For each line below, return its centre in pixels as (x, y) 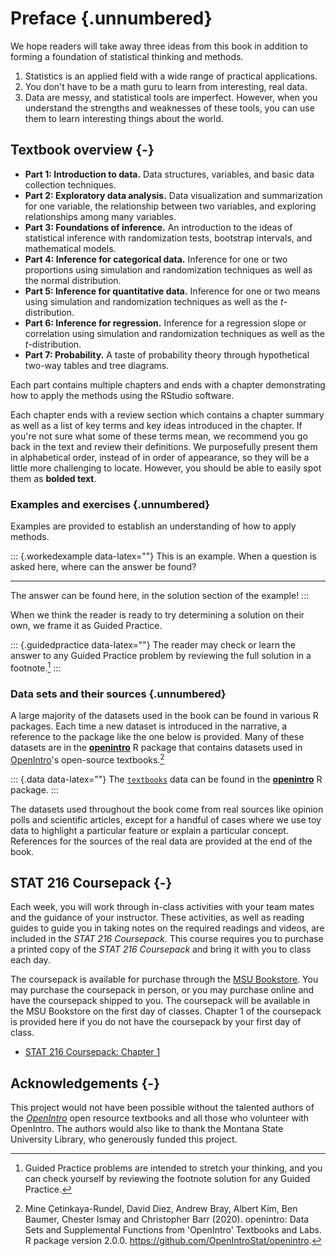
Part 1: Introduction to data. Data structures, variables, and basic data (169, 174)
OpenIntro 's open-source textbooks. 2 (87, 759)
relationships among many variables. (100, 216)
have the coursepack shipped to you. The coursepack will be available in (160, 1001)
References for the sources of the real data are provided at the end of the (161, 841)
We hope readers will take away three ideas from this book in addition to (159, 46)
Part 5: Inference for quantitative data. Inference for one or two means (172, 291)
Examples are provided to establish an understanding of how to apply (153, 526)
